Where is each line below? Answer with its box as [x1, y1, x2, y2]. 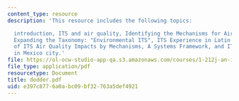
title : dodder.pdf [7, 76, 62, 83]
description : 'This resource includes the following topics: [7, 17, 193, 24]
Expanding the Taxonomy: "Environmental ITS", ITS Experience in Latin [14, 36, 231, 43]
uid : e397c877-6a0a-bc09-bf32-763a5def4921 [7, 83, 139, 90]
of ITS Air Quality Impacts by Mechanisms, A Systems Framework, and [14, 43, 224, 51]
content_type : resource [7, 10, 78, 18]
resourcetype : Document [7, 69, 78, 77]
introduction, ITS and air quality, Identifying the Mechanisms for [14, 30, 221, 37]
